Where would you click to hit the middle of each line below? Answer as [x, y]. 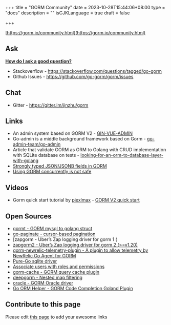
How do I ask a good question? [38, 61]
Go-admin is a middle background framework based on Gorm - [79, 139]
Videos [17, 187]
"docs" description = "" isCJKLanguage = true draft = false [68, 13]
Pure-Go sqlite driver [35, 261]
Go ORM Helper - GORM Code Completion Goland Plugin [73, 289]
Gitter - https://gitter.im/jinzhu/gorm [50, 105]
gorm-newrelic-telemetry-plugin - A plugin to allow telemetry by [80, 250]
